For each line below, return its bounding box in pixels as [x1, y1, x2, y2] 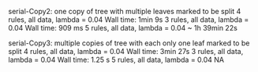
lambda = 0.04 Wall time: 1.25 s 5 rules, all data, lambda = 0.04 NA [8, 55, 225, 64]
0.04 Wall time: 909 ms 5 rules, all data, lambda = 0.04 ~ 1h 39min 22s [8, 23, 238, 32]
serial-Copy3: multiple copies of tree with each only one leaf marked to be [8, 38, 250, 48]
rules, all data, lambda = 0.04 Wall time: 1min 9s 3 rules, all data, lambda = [8, 15, 249, 24]
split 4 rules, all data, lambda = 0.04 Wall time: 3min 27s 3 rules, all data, [8, 47, 244, 56]
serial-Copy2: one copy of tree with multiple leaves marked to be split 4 [8, 7, 241, 16]
